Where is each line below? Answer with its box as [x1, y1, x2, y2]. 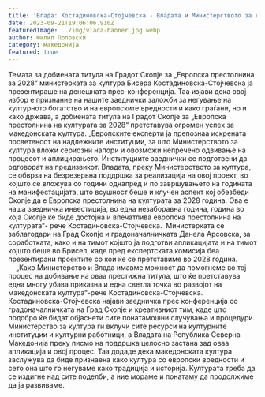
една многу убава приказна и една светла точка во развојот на [8, 279, 222, 289]
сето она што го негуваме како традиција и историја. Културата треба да [8, 364, 256, 373]
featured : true [8, 48, 58, 56]
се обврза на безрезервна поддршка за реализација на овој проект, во [8, 170, 248, 180]
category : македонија [8, 41, 80, 49]
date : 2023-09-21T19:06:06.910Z [8, 19, 114, 27]
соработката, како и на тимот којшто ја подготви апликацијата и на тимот [8, 238, 257, 247]
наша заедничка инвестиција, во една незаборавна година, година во [8, 204, 244, 213]
